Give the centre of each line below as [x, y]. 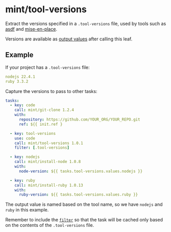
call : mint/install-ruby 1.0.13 [49, 185]
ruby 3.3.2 [17, 81]
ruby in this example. [27, 210]
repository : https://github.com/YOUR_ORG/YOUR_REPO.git [79, 120]
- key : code [23, 105]
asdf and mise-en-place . [31, 29]
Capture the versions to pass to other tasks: [51, 91]
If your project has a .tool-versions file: [48, 67]
